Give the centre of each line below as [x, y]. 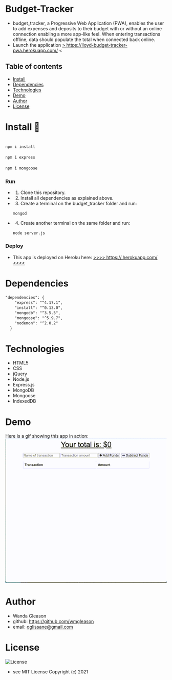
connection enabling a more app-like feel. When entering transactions [86, 34]
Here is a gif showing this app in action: [47, 436]
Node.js [21, 379]
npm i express [20, 158]
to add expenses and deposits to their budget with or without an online [87, 28]
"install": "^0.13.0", [39, 308]
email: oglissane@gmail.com [43, 627]
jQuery [20, 374]
